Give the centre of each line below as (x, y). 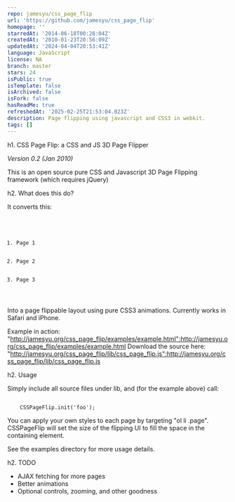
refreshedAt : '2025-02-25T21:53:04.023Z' (69, 112)
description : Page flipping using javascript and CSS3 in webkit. (106, 118)
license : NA (25, 60)
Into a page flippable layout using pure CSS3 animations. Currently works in (117, 310)
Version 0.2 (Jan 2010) (40, 158)
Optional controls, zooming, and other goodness (87, 491)
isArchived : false (34, 92)
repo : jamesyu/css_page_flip (50, 14)
